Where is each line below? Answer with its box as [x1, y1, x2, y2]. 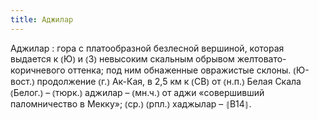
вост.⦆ [10, 75, 35, 87]
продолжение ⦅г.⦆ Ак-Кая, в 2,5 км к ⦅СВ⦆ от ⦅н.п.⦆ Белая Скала [36, 75, 302, 87]
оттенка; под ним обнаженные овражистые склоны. [67, 64, 292, 76]
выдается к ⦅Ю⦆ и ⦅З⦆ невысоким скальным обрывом [10, 52, 235, 65]
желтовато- [236, 52, 287, 65]
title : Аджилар [10, 14, 74, 25]
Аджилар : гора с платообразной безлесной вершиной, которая [10, 42, 285, 54]
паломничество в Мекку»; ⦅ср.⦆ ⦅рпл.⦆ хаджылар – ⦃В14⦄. [10, 97, 252, 110]
